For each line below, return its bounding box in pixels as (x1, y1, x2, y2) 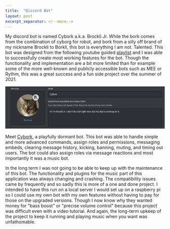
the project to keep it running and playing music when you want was (5, 213, 148, 219)
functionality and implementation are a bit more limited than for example (5, 60, 155, 66)
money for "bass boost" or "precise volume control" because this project (5, 203, 158, 209)
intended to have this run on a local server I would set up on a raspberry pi (5, 186, 161, 193)
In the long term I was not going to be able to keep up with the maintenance (5, 165, 163, 171)
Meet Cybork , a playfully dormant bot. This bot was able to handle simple (5, 133, 158, 139)
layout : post (5, 13, 33, 19)
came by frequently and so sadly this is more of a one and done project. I (5, 181, 158, 187)
